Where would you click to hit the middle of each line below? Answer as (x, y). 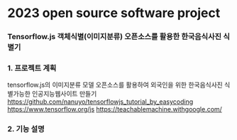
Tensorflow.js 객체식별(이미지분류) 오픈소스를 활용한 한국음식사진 (115, 37)
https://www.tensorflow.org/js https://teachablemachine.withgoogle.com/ (115, 109)
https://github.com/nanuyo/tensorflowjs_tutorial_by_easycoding (100, 102)
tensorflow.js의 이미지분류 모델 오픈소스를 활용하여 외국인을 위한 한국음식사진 (115, 85)
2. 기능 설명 (26, 129)
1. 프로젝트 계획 (32, 68)
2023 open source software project (114, 13)
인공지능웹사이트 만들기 (64, 94)
